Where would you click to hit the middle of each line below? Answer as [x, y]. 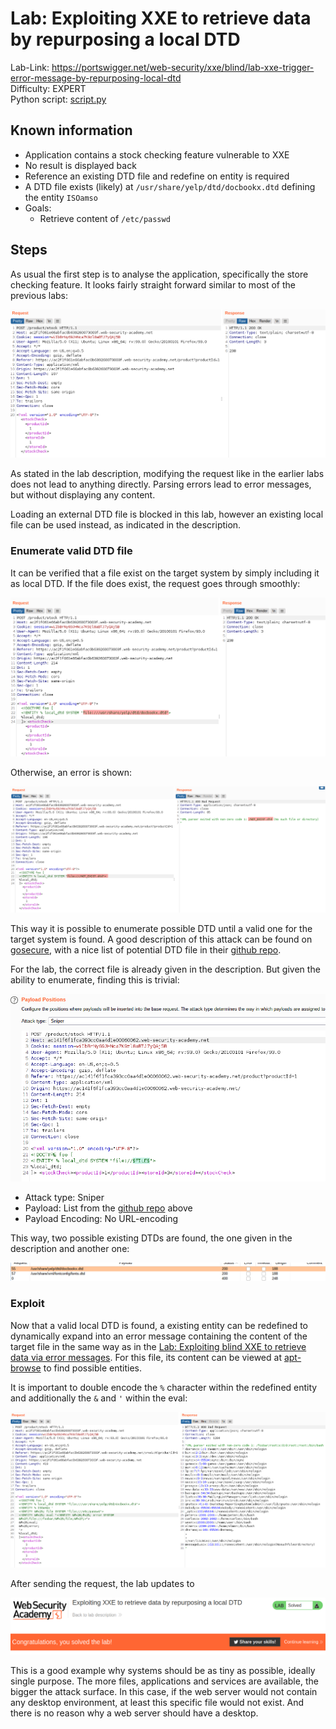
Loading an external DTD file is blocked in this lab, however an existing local [167, 514]
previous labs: [39, 295]
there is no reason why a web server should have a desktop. [134, 1713]
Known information [71, 130]
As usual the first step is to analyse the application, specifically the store [159, 274]
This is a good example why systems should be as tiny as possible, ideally [163, 1670]
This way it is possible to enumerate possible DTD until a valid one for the [161, 928]
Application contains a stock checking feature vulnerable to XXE [157, 154]
